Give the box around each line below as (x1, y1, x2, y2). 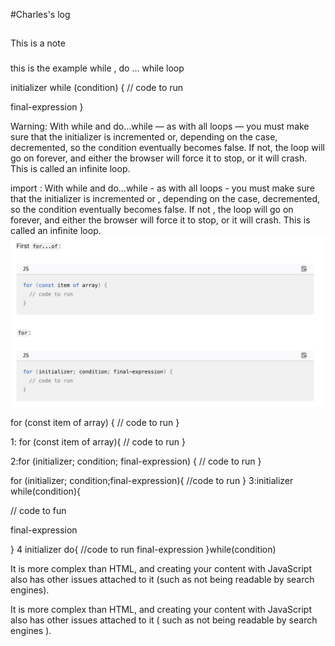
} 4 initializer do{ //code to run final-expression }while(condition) (10, 543, 277, 555)
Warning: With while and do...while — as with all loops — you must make (10, 120, 310, 133)
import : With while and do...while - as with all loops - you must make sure (10, 182, 315, 194)
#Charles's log (10, 9, 71, 20)
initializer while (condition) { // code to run (10, 82, 184, 94)
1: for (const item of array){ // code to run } (10, 435, 187, 448)
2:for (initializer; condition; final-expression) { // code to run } (10, 455, 262, 467)
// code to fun (10, 504, 67, 516)
